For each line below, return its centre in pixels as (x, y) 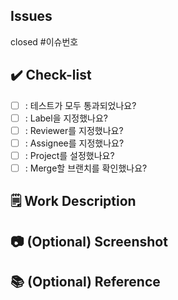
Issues (31, 16)
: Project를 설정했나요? (69, 155)
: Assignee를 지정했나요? (74, 143)
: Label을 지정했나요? (66, 118)
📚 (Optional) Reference (85, 282)
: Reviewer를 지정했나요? (74, 130)
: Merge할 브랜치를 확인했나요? (86, 168)
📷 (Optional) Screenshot (89, 241)
